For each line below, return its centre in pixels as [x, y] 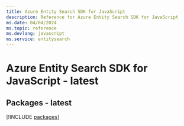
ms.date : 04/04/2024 [32, 22]
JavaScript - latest [52, 81]
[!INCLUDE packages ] [33, 117]
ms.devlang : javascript [35, 34]
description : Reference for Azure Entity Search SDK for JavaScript [92, 17]
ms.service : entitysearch [38, 39]
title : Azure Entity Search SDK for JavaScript [66, 12]
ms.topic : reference [32, 28]
